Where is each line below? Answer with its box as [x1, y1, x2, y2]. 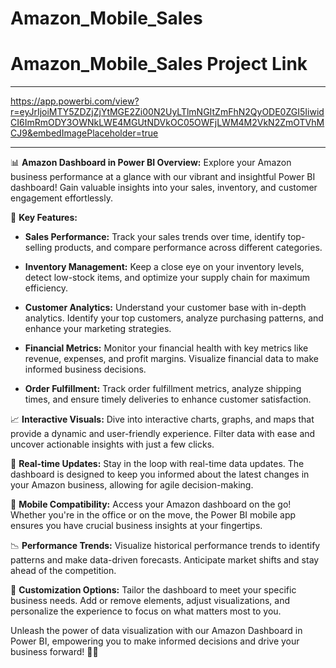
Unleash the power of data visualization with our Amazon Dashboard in [10, 625, 303, 637]
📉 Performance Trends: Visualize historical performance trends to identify [10, 540, 321, 552]
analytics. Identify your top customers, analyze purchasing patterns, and [24, 312, 324, 324]
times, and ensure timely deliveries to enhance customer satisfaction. [24, 393, 312, 406]
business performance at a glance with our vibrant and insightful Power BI [10, 171, 316, 183]
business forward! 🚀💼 [10, 646, 99, 658]
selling [24, 242, 53, 254]
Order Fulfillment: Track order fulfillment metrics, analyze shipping [24, 383, 302, 395]
